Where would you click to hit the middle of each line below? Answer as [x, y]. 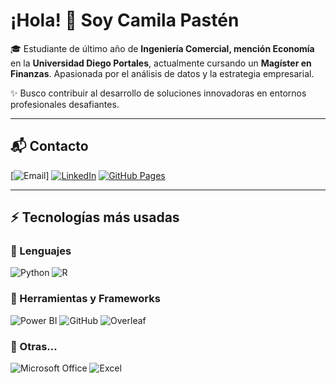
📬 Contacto [49, 146]
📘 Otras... [34, 346]
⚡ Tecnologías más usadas [95, 217]
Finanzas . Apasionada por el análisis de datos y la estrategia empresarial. [162, 73]
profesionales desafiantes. [65, 104]
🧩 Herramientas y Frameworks [85, 299]
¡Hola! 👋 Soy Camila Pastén [125, 20]
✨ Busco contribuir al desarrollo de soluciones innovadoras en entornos [158, 93]
